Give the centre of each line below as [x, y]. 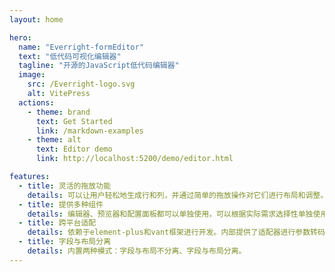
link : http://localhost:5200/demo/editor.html [134, 159]
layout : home [36, 19]
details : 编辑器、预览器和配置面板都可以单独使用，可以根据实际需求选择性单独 [170, 214]
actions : [36, 102]
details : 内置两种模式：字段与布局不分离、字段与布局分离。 [137, 251]
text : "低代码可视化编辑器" [70, 56]
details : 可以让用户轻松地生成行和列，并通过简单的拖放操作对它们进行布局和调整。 [178, 195]
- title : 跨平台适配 [57, 223]
